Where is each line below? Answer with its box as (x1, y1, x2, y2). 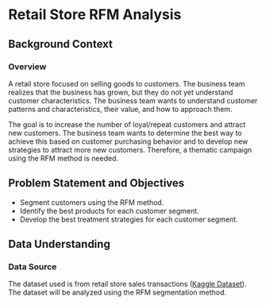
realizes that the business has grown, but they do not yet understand (8, 87, 233, 97)
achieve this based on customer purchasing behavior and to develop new (8, 137, 249, 146)
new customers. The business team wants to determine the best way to (8, 128, 242, 137)
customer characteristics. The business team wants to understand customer (8, 95, 258, 105)
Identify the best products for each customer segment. (19, 206, 200, 215)
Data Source (8, 261, 57, 272)
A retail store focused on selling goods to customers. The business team (8, 79, 245, 88)
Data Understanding (8, 237, 111, 251)
